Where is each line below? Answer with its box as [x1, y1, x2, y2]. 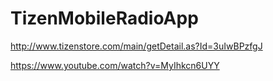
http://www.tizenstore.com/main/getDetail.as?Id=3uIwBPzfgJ [10, 40, 263, 52]
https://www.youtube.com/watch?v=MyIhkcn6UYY [10, 59, 220, 71]
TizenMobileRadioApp [10, 7, 199, 30]
